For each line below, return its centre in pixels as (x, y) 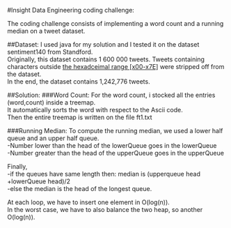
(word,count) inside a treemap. (51, 102)
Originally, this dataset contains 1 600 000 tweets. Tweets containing (106, 59)
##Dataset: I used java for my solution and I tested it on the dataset (103, 44)
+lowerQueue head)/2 (39, 181)
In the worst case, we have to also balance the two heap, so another (105, 210)
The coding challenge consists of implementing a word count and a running (115, 23)
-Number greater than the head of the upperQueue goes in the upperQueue (116, 153)
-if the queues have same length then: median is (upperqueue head (104, 174)
